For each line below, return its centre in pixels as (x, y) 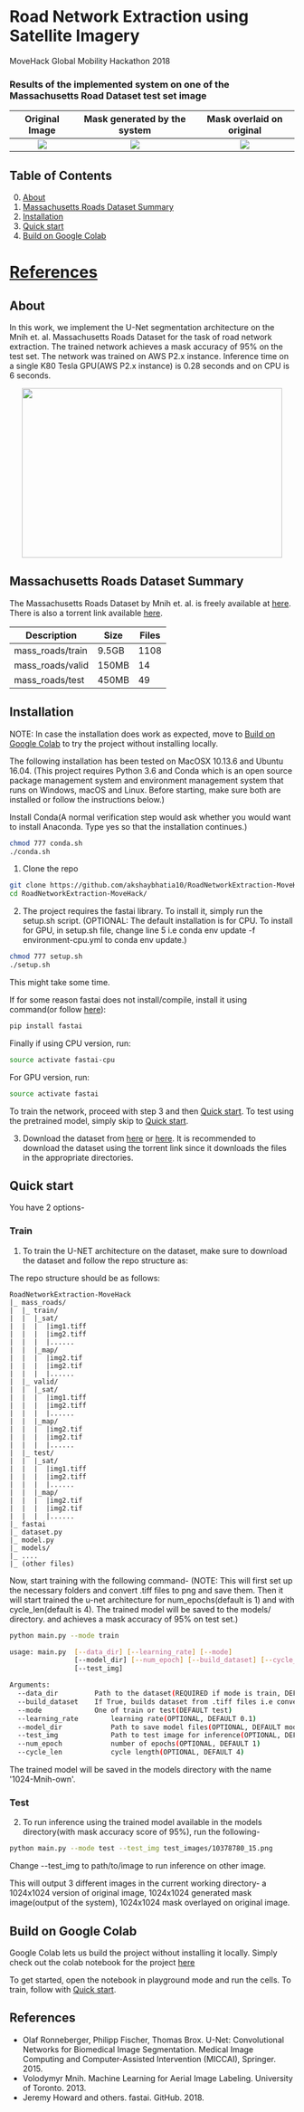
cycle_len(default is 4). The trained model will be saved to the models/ (140, 1609)
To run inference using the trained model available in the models (142, 1822)
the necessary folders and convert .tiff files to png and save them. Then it (146, 1590)
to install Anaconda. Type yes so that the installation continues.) (128, 826)
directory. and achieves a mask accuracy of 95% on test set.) (124, 1619)
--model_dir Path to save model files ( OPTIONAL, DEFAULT (149, 1727)
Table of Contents (61, 175)
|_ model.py (32, 1540)
